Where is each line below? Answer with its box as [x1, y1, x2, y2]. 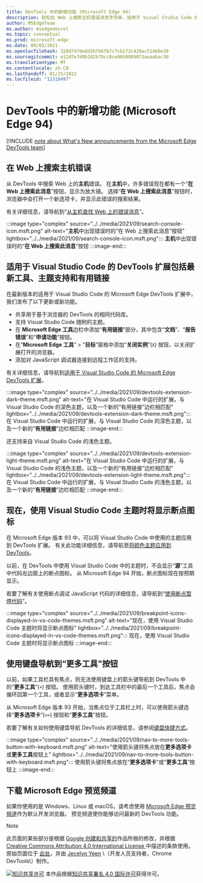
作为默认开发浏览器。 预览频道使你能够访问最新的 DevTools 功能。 [17, 810, 182, 818]
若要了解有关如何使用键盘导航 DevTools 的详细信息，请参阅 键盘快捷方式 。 [6, 724, 192, 731]
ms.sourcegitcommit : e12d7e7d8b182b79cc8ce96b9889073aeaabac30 [6, 54, 169, 60]
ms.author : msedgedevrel [6, 25, 69, 32]
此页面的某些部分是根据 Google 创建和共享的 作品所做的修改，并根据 [6, 835, 176, 842]
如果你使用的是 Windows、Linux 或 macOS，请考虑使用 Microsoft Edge [6, 803, 184, 810]
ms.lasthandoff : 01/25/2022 [6, 71, 77, 77]
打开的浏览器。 [20, 348, 58, 355]
